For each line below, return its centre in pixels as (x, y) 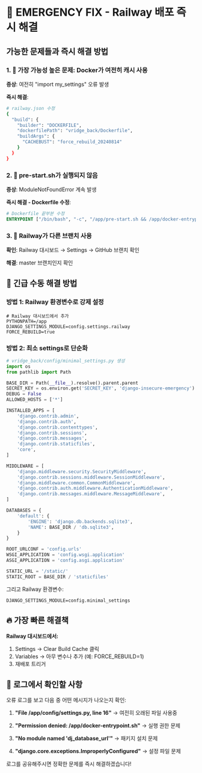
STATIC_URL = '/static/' (37, 571)
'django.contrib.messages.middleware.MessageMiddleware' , (91, 494)
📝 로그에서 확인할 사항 (44, 684)
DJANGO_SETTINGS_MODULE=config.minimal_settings (68, 600)
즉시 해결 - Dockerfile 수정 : (38, 202)
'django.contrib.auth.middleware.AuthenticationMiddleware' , (95, 488)
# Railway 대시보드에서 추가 (38, 316)
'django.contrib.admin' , (48, 416)
